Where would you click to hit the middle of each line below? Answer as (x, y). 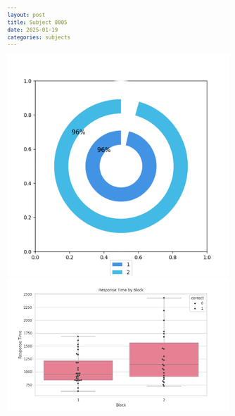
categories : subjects (39, 37)
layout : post (26, 15)
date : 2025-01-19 (33, 30)
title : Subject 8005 (38, 22)
